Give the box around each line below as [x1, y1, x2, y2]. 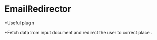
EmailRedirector [4, 3, 72, 15]
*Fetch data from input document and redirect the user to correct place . [4, 29, 152, 35]
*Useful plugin [4, 20, 35, 26]
